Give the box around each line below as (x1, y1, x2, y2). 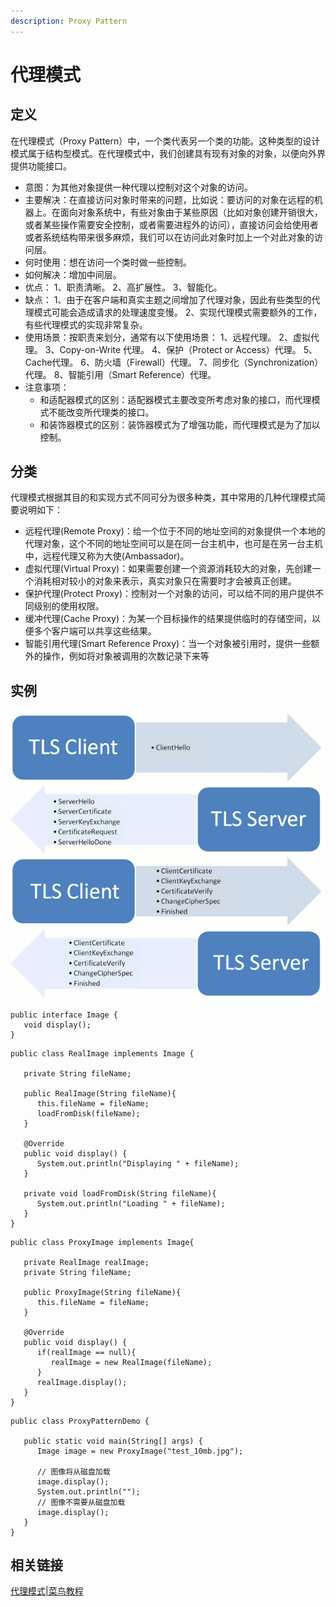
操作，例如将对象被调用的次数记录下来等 (42, 650, 210, 662)
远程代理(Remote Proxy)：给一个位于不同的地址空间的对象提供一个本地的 (24, 525, 326, 537)
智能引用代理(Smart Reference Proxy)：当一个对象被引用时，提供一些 (24, 638, 312, 650)
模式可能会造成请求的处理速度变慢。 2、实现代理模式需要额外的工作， (33, 306, 323, 318)
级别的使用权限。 (33, 600, 105, 612)
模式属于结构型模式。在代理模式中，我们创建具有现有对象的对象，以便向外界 (10, 147, 326, 159)
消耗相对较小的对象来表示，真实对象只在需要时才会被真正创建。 (33, 575, 297, 587)
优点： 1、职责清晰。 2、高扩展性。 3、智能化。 (24, 281, 223, 293)
